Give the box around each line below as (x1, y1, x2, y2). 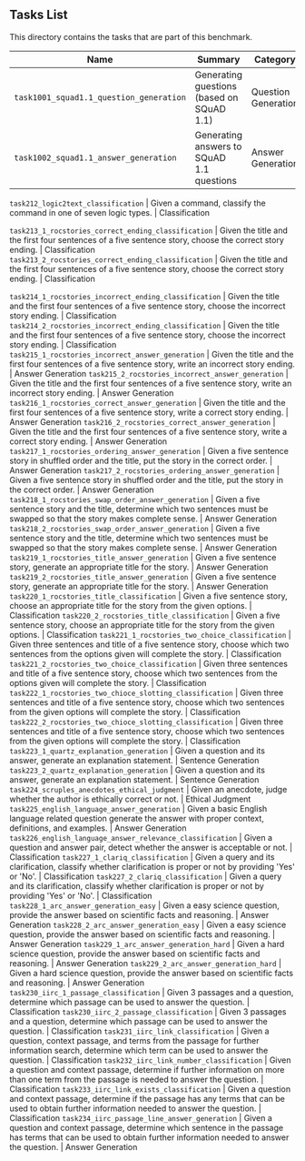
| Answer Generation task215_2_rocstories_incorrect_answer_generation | (9, 368, 289, 379)
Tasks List (9, 7, 68, 23)
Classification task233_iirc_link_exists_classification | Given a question (9, 1083, 291, 1095)
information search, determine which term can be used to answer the (9, 1045, 269, 1055)
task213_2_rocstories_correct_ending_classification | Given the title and (9, 254, 288, 265)
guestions (194, 79, 238, 92)
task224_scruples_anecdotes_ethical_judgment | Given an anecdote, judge (9, 783, 288, 794)
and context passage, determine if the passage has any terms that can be (9, 1093, 286, 1104)
